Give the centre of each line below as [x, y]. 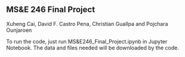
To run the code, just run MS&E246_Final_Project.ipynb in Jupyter [87, 41]
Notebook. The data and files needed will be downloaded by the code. [92, 48]
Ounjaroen [19, 30]
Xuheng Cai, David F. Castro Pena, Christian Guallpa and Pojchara [87, 24]
